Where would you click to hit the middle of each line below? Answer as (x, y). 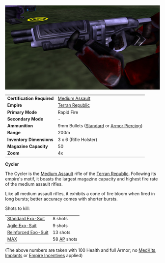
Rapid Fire (68, 112)
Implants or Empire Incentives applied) (44, 255)
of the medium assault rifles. (34, 184)
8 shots (60, 219)
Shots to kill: (18, 208)
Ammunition (20, 126)
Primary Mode (22, 112)
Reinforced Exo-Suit (28, 232)
